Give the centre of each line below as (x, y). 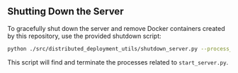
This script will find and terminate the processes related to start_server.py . (118, 62)
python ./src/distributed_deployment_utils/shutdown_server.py (103, 48)
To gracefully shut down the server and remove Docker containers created (116, 28)
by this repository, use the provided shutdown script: (84, 36)
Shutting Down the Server (66, 12)
